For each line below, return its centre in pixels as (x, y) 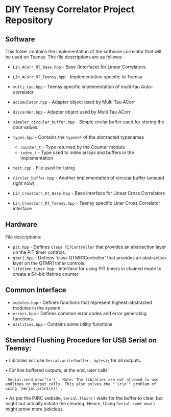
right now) (23, 183)
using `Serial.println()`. (34, 389)
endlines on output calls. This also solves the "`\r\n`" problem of (81, 384)
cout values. (26, 127)
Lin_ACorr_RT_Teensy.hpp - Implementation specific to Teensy (78, 77)
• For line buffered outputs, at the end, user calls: (57, 370)
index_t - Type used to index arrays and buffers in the (77, 152)
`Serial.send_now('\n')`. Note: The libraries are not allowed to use (82, 380)
